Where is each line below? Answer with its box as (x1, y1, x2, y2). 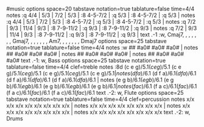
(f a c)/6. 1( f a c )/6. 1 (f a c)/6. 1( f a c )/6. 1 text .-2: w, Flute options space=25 (6, 89, 184, 96)
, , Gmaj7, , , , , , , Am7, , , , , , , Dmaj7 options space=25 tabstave (6, 38, 167, 44)
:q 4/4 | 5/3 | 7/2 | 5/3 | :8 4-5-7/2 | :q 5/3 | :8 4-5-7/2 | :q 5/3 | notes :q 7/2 (6, 18, 196, 25)
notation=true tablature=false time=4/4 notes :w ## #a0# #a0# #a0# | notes (6, 44, 199, 51)
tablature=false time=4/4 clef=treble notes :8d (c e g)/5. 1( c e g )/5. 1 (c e (6, 63, 181, 70)
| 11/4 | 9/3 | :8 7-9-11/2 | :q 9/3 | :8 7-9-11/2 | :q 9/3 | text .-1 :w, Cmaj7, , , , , (6, 31, 197, 38)
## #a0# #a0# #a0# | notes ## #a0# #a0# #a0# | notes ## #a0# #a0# (6, 50, 185, 57)
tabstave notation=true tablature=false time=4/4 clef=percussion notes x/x (6, 95, 195, 103)
